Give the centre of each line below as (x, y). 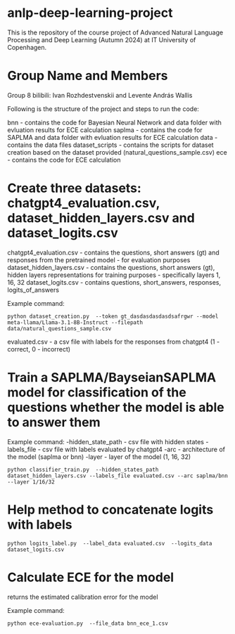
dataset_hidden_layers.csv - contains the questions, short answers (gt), (111, 267)
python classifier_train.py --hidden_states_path (83, 470)
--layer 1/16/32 (31, 482)
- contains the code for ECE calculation (64, 160)
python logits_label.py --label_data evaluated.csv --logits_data (110, 543)
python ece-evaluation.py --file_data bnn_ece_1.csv (88, 623)
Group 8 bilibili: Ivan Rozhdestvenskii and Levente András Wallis (100, 95)
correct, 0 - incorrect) (39, 349)
